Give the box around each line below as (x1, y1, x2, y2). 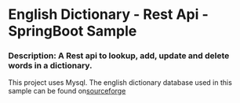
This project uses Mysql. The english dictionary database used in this (8, 78, 233, 87)
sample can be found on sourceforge (8, 86, 126, 96)
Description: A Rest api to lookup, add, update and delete (8, 50, 230, 61)
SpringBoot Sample (8, 22, 137, 40)
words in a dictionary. (8, 61, 93, 72)
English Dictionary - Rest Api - (8, 6, 209, 24)
